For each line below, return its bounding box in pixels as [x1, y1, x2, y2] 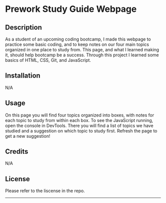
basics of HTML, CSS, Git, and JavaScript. [5, 57, 91, 63]
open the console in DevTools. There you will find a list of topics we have [5, 122, 154, 128]
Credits [5, 147, 29, 156]
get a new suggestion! [5, 133, 50, 139]
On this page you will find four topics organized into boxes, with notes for [5, 112, 155, 118]
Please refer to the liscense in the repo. [5, 188, 85, 194]
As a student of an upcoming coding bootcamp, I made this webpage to [5, 36, 151, 42]
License [5, 174, 30, 183]
